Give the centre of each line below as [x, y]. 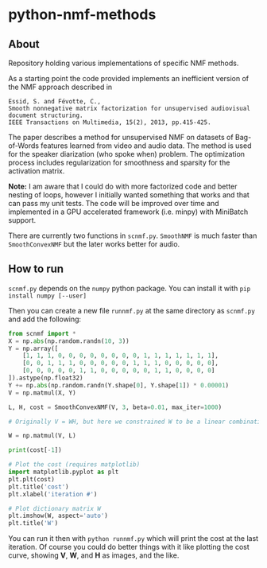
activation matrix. [37, 171]
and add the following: [45, 319]
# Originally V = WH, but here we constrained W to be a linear [117, 422]
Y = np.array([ [33, 348]
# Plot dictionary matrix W [55, 508]
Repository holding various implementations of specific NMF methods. [124, 63]
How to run [36, 269]
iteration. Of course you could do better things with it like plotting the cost [129, 547]
